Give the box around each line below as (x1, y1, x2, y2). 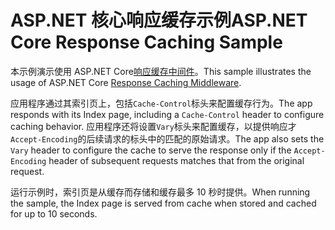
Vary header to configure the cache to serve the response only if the (10, 144, 292, 156)
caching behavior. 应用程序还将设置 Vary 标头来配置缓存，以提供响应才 (10, 120, 297, 132)
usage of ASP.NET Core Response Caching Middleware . (10, 76, 242, 88)
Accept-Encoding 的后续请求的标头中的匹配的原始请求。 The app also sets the (10, 132, 325, 145)
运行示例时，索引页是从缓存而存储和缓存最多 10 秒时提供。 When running (10, 186, 311, 198)
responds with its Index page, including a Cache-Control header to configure (10, 108, 325, 120)
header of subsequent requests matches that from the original (48, 154, 305, 166)
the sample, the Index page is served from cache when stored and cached (10, 197, 317, 209)
